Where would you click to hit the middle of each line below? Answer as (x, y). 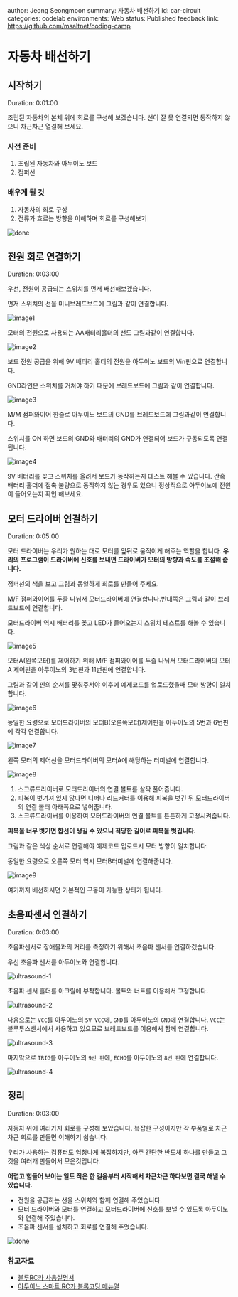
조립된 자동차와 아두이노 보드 (58, 164)
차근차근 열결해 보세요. (52, 126)
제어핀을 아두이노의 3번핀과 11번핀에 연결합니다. (80, 670)
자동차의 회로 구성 (42, 209)
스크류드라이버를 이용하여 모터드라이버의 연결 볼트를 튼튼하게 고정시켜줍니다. (124, 816)
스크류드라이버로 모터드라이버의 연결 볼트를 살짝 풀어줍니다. (100, 789)
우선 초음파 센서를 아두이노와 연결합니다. (63, 962)
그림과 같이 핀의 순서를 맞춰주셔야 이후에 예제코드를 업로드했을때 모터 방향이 (113, 685)
